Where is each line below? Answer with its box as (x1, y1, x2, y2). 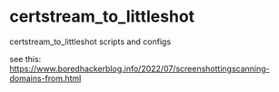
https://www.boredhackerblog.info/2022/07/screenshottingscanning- (9, 63, 270, 74)
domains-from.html (9, 72, 82, 83)
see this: (9, 53, 42, 64)
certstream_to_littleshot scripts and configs (9, 36, 172, 47)
